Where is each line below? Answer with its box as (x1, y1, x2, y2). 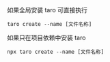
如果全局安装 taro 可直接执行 (7, 6, 87, 14)
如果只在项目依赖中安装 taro (7, 33, 86, 42)
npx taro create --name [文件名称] (7, 48, 105, 55)
